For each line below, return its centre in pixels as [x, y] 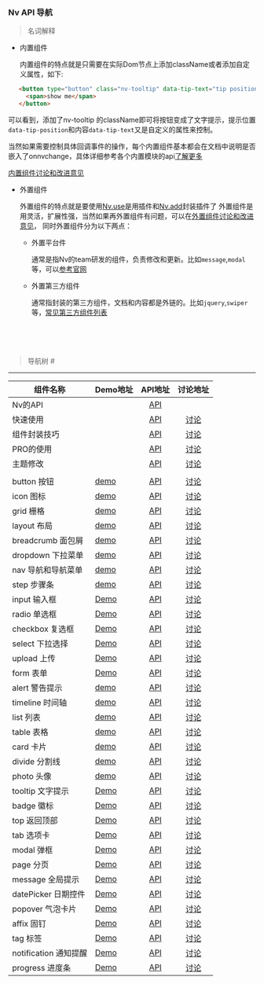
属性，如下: [45, 74]
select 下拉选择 [40, 644]
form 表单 [30, 673]
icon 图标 [29, 496]
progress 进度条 [42, 967]
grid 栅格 [28, 511]
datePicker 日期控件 [49, 894]
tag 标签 [27, 938]
